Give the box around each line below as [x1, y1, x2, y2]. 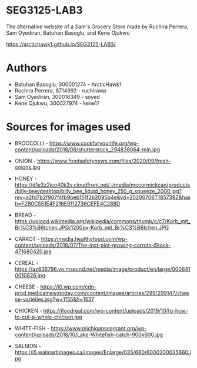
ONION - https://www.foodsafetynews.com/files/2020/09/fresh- [14, 157, 172, 164]
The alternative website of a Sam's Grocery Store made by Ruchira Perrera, [6, 23, 189, 30]
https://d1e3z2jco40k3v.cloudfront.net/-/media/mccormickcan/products [14, 181, 191, 188]
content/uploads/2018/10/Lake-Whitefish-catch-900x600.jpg [14, 331, 163, 338]
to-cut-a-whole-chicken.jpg [14, 313, 82, 320]
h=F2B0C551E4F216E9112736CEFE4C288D [14, 200, 121, 207]
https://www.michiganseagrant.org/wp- [51, 324, 147, 331]
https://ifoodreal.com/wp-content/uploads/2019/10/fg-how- [43, 307, 188, 314]
